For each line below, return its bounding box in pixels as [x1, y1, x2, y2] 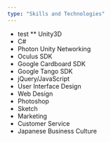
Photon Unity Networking [17, 44, 91, 53]
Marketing [17, 112, 48, 120]
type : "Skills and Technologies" [7, 10, 105, 18]
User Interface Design [17, 82, 81, 90]
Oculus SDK [17, 52, 53, 60]
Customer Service [17, 119, 70, 127]
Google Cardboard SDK [17, 59, 86, 67]
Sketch [17, 104, 39, 112]
